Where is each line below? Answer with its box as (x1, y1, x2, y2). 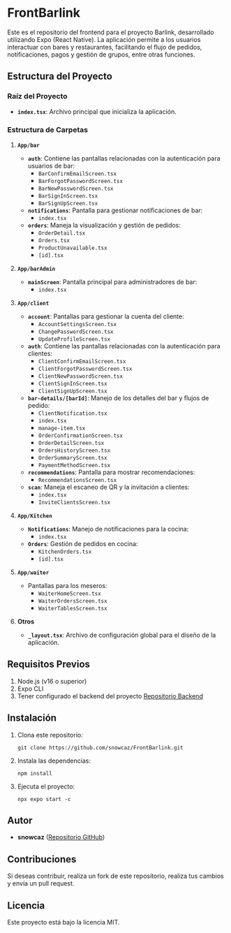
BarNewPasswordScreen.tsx (38, 185, 114, 192)
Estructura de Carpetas (7, 124, 89, 134)
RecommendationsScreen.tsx (38, 476, 117, 483)
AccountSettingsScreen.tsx (38, 321, 117, 328)
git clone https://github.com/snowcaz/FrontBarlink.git (17, 744, 184, 751)
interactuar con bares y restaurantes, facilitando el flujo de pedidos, (7, 43, 202, 51)
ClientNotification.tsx (38, 410, 107, 417)
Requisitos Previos (7, 659, 91, 670)
